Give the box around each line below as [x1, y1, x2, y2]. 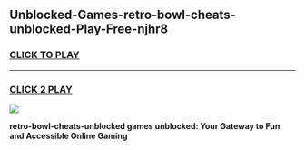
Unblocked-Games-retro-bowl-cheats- [9, 7, 236, 23]
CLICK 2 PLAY [9, 83, 73, 95]
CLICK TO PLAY [9, 49, 80, 62]
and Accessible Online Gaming [9, 130, 128, 141]
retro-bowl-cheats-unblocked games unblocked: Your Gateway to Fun [9, 120, 280, 131]
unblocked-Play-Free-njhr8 [9, 22, 169, 37]
